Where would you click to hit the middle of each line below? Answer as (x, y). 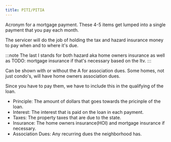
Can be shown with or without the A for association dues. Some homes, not (85, 70)
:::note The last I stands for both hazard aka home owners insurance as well (85, 55)
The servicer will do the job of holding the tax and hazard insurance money (84, 40)
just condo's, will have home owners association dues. (63, 76)
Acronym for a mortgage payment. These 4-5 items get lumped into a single (85, 25)
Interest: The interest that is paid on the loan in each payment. (78, 112)
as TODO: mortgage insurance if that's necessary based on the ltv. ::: (78, 61)
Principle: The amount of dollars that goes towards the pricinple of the (87, 101)
